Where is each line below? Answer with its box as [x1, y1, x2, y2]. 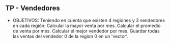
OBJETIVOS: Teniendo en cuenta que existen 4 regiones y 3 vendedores [12, 17, 165, 23]
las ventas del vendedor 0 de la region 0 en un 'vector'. [12, 33, 129, 39]
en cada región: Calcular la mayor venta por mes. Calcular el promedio [12, 22, 161, 28]
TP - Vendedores [5, 4, 60, 12]
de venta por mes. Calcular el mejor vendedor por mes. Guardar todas [12, 27, 160, 34]
